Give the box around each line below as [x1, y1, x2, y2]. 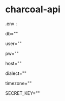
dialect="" [5, 70, 27, 76]
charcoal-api [5, 4, 61, 15]
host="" [5, 60, 22, 66]
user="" [5, 40, 22, 47]
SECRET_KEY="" [5, 90, 40, 96]
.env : [5, 21, 17, 27]
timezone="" [5, 80, 32, 86]
